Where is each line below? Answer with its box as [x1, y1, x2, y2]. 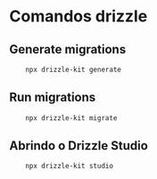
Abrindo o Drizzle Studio [9, 138, 149, 153]
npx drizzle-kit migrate [25, 113, 118, 122]
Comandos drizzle [9, 6, 148, 27]
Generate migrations [9, 42, 127, 57]
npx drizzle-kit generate [25, 65, 122, 74]
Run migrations [9, 90, 96, 105]
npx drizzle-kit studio [25, 162, 114, 171]
